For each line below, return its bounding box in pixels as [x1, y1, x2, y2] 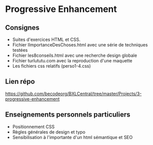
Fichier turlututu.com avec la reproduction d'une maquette [12, 58, 133, 63]
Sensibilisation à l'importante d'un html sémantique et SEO [12, 134, 133, 140]
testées [12, 47, 28, 53]
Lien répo [5, 77, 35, 86]
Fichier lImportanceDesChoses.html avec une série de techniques [12, 42, 148, 48]
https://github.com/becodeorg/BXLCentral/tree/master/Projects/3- [5, 91, 142, 97]
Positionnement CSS [12, 124, 55, 130]
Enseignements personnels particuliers [5, 111, 131, 119]
